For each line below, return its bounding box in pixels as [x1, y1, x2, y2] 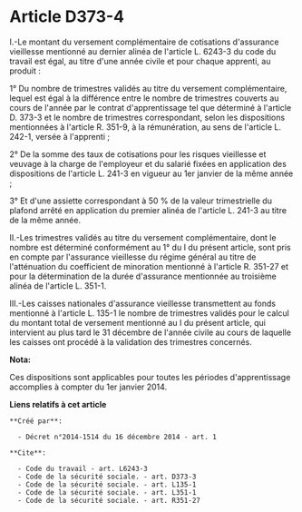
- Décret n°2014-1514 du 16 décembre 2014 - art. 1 [17, 432, 218, 441]
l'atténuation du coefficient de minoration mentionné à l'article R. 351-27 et [9, 261, 288, 271]
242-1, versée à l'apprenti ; [9, 131, 111, 142]
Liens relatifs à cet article [9, 399, 107, 409]
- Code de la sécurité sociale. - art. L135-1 [17, 479, 197, 489]
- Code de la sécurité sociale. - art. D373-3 [17, 472, 197, 481]
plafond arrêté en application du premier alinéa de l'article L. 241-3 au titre [9, 204, 287, 215]
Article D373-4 [9, 6, 125, 27]
